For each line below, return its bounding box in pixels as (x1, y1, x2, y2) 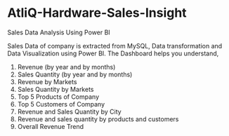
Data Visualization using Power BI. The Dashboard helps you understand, (7, 49, 219, 57)
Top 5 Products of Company (17, 93, 100, 101)
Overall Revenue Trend (17, 122, 84, 130)
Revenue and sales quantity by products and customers (17, 114, 179, 123)
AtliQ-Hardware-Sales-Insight (7, 5, 188, 21)
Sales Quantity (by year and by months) (17, 70, 133, 79)
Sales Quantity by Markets (17, 85, 94, 93)
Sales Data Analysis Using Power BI (7, 28, 110, 36)
